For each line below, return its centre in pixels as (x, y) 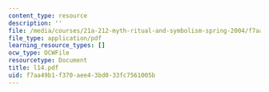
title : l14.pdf (34, 68)
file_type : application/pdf (55, 38)
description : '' (35, 23)
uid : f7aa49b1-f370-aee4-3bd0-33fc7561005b (82, 75)
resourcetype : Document (48, 61)
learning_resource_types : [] (57, 46)
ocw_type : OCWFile (39, 53)
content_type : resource (48, 16)
